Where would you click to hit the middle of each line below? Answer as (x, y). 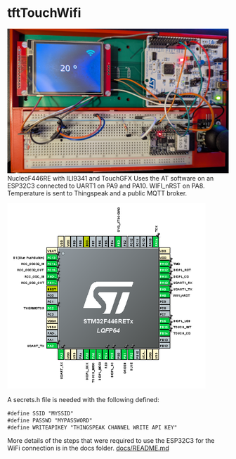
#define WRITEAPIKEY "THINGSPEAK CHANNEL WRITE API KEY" (92, 427)
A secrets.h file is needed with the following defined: (83, 399)
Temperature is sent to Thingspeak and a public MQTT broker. (97, 193)
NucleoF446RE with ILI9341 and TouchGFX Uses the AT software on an (111, 178)
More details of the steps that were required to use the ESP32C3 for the (111, 440)
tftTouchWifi (44, 13)
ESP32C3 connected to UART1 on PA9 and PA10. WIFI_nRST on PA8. (106, 186)
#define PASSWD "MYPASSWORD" (50, 420)
